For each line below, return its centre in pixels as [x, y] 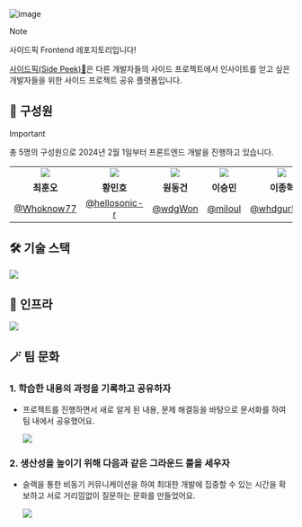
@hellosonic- [114, 202]
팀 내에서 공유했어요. [58, 421]
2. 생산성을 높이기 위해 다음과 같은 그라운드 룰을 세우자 [120, 463]
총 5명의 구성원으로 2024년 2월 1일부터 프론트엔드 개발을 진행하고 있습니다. [142, 152]
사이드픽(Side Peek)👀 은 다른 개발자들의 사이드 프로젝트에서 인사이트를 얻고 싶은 [150, 69]
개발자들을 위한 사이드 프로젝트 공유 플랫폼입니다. [96, 80]
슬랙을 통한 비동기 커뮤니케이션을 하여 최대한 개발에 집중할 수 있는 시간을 [149, 485]
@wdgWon [175, 209]
